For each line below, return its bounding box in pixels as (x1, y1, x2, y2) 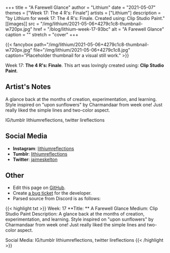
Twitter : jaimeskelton (12, 156, 58, 162)
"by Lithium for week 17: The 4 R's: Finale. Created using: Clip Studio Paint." (5, 15, 165, 21)
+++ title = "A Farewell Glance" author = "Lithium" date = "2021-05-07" (5, 5, 156, 10)
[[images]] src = (5, 20, 39, 27)
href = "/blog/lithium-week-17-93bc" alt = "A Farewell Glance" (33, 26, 164, 32)
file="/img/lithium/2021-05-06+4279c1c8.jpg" (33, 47, 131, 53)
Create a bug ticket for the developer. (12, 190, 92, 196)
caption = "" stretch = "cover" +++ (5, 32, 79, 37)
